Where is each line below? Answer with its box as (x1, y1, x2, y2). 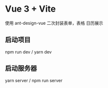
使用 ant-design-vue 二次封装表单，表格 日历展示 (5, 20, 103, 26)
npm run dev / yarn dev (5, 49, 52, 54)
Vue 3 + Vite (5, 3, 56, 15)
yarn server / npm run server (5, 77, 63, 83)
